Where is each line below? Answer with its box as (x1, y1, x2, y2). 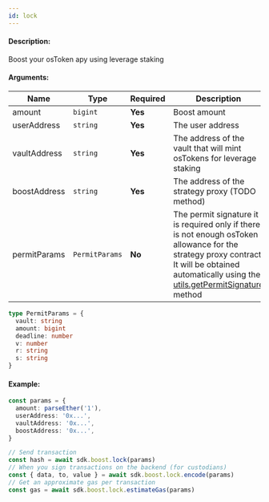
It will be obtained (173, 259, 240, 270)
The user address (173, 119, 239, 131)
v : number (15, 339, 48, 347)
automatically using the (173, 269, 261, 281)
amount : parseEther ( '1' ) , (15, 404, 102, 413)
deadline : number (15, 332, 74, 340)
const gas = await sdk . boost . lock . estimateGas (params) (8, 486, 195, 494)
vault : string (15, 317, 62, 325)
